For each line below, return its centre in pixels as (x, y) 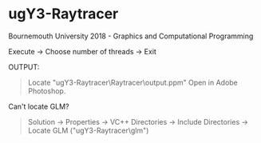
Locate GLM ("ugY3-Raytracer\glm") (88, 130)
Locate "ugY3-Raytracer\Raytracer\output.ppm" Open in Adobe (132, 82)
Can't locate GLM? (39, 106)
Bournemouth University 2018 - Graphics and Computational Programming (131, 36)
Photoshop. (47, 91)
